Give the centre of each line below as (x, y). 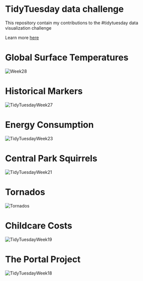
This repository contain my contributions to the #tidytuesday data (72, 23)
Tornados (25, 192)
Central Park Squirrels (51, 158)
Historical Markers (44, 91)
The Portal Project (43, 259)
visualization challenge (28, 28)
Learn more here (22, 38)
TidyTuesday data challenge (65, 9)
